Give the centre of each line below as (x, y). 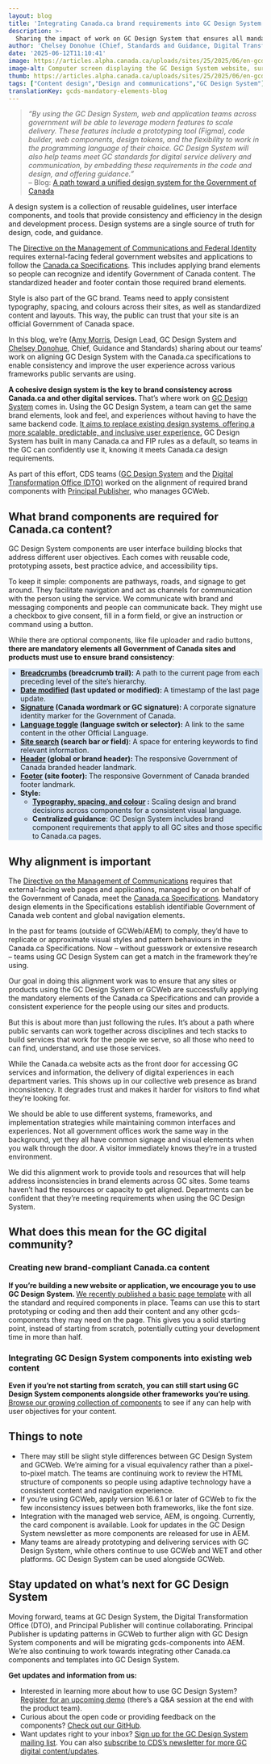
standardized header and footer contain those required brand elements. (127, 283)
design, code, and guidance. (56, 233)
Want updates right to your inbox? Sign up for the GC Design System (134, 1733)
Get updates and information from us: (73, 1675)
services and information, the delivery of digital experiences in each (121, 1072)
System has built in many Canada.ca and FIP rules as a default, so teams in (133, 441)
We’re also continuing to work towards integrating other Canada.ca (120, 1651)
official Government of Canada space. (71, 324)
